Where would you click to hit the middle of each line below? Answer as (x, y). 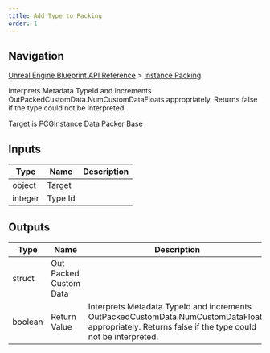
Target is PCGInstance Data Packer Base (76, 124)
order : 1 (23, 23)
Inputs (25, 149)
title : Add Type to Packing (55, 16)
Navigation (36, 56)
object (24, 185)
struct (23, 278)
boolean (28, 322)
